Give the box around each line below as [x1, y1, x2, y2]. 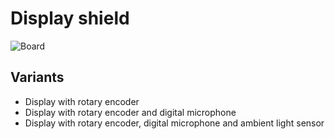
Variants [10, 69, 65, 86]
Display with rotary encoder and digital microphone [24, 106, 237, 118]
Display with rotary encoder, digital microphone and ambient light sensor [24, 117, 325, 129]
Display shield [10, 7, 130, 30]
